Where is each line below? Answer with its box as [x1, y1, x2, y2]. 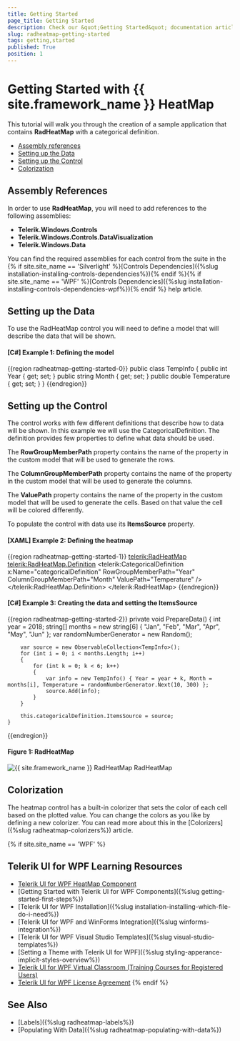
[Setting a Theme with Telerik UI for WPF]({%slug [17, 947, 164, 956]
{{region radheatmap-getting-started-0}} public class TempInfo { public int [7, 364, 228, 372]
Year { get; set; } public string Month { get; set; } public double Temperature [7, 372, 231, 380]
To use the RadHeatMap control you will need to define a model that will [7, 324, 219, 333]
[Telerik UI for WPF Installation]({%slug [17, 902, 134, 911]
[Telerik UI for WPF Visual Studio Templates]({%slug [17, 932, 173, 941]
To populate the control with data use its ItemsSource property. [7, 519, 195, 529]
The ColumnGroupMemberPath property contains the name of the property [7, 469, 232, 478]
